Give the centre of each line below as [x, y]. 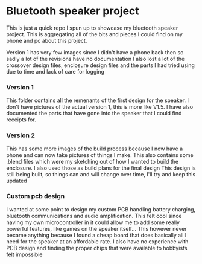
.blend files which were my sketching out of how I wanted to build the [93, 161]
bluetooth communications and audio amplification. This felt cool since [94, 216]
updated [17, 181]
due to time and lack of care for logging [55, 71]
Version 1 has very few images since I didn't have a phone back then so [95, 52]
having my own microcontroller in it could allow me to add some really [93, 222]
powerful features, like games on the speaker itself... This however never [96, 228]
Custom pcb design [36, 196]
